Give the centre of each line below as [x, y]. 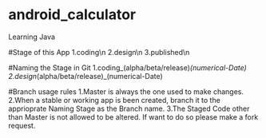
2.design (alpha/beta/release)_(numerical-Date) [86, 76]
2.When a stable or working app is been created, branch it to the [115, 100]
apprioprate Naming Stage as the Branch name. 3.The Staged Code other [129, 108]
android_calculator [72, 15]
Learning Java [32, 37]
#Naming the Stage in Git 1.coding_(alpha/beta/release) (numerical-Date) [128, 67]
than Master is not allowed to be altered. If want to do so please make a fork [133, 116]
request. [22, 125]
